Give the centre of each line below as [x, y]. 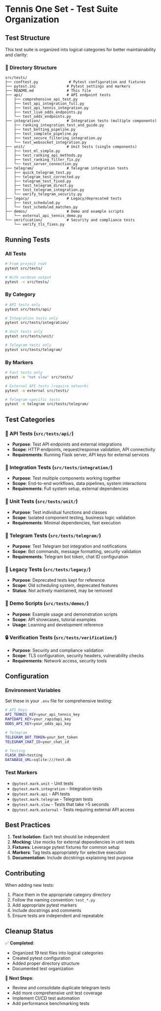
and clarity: [16, 55]
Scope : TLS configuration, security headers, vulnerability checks [78, 655]
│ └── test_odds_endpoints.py [38, 117]
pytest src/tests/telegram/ [34, 349]
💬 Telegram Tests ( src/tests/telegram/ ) [53, 535]
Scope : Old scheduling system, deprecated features [65, 586]
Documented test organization [43, 968]
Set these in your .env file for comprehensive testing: [59, 701]
